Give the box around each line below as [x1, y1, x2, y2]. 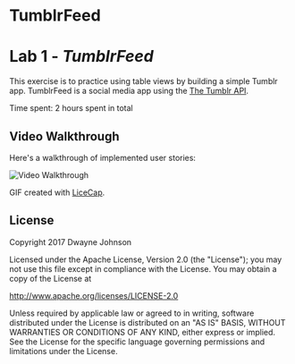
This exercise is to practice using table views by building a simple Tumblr [9, 76, 279, 87]
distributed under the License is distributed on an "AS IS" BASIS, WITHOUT [9, 317, 286, 327]
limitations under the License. [9, 345, 118, 356]
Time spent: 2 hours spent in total [9, 103, 134, 114]
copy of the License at [9, 273, 92, 284]
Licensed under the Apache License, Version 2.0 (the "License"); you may [9, 254, 282, 265]
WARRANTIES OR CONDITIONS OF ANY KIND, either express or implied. [9, 326, 275, 337]
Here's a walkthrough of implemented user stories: [9, 152, 197, 163]
